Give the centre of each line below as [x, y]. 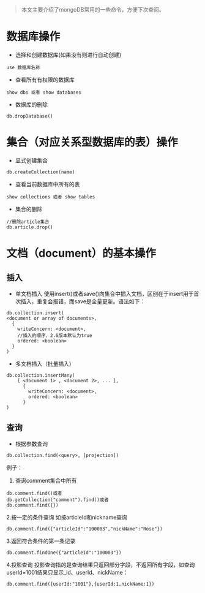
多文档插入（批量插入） [45, 363]
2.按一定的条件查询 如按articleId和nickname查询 [67, 517]
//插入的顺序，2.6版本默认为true [55, 335]
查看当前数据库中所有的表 [47, 184]
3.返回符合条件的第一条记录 [41, 541]
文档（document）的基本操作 [81, 253]
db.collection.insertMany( [41, 375]
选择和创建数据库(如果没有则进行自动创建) [68, 55]
